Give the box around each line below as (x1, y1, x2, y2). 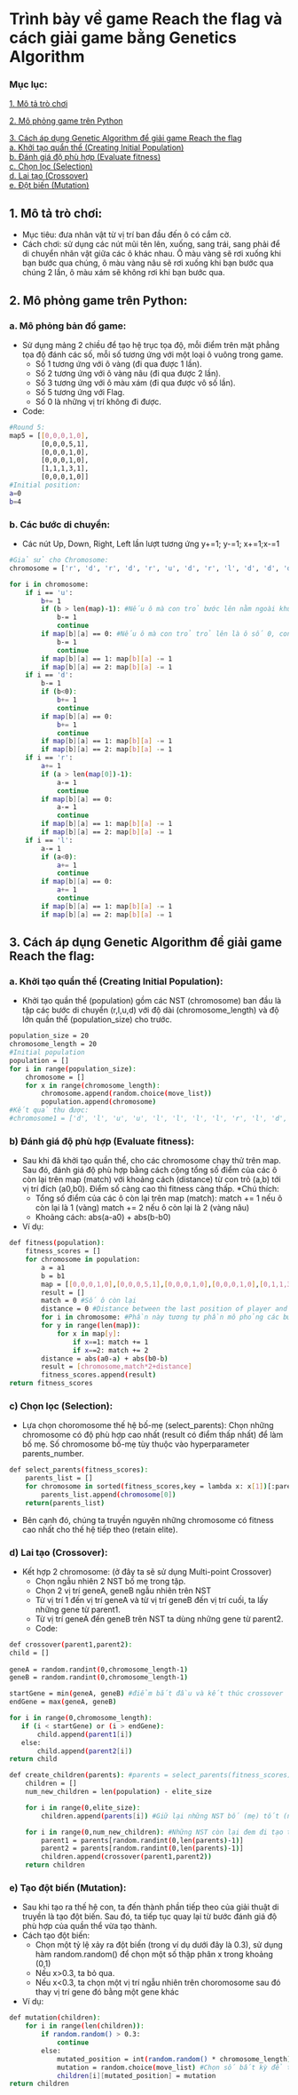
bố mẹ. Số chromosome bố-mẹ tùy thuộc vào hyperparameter (21, 1439, 250, 1449)
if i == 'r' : (25, 753, 74, 763)
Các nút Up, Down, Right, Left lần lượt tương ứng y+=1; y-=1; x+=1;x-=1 (21, 538, 280, 550)
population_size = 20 (9, 1031, 90, 1041)
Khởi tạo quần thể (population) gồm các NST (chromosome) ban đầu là (21, 996, 282, 1006)
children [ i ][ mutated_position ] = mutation (56, 2071, 216, 2080)
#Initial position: (9, 480, 82, 490)
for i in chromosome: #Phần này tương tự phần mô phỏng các (41, 1313, 279, 1322)
